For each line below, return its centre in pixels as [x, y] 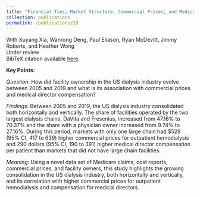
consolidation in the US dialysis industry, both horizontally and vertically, [95, 175]
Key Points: [21, 70]
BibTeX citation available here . [43, 59]
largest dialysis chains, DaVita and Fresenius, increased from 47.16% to [93, 119]
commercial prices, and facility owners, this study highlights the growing [95, 168]
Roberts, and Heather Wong [40, 46]
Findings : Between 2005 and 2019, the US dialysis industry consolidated [95, 106]
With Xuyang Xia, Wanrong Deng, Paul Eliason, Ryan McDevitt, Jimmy [92, 40]
